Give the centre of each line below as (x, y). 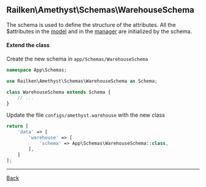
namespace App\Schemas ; (37, 70)
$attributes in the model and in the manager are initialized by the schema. (99, 31)
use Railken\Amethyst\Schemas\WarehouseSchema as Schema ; (82, 81)
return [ (17, 127)
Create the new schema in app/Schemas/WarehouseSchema (77, 59)
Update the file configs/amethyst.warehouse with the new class (86, 115)
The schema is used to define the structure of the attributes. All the (91, 24)
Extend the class (28, 45)
